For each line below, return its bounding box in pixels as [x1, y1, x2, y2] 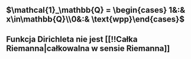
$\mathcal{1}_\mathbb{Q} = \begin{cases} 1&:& [6, 5, 186, 15]
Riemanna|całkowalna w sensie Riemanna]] [6, 43, 170, 53]
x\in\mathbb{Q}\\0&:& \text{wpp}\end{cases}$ [6, 15, 185, 25]
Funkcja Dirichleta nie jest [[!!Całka [6, 34, 138, 44]
